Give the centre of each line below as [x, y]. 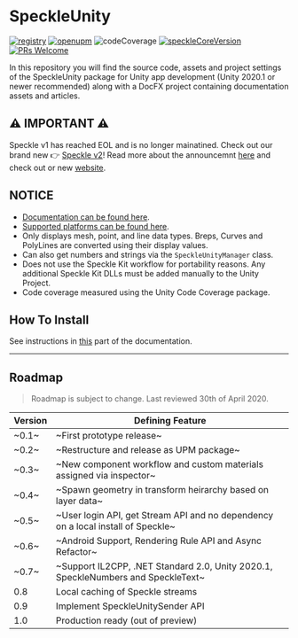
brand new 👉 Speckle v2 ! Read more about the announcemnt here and [140, 155]
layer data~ [80, 501]
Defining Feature [170, 421]
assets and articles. [45, 96]
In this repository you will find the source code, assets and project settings [145, 67]
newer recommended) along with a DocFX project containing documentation [149, 86]
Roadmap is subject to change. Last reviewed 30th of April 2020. [149, 399]
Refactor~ [77, 552]
